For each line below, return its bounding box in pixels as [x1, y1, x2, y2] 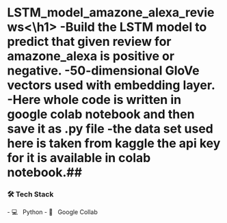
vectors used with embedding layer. [7, 77, 215, 93]
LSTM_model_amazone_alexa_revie [7, 5, 215, 21]
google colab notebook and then [7, 107, 195, 122]
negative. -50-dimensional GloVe [7, 63, 200, 79]
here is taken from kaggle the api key [7, 135, 221, 151]
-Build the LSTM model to [59, 19, 207, 35]
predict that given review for [7, 34, 172, 49]
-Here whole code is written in [7, 92, 182, 107]
